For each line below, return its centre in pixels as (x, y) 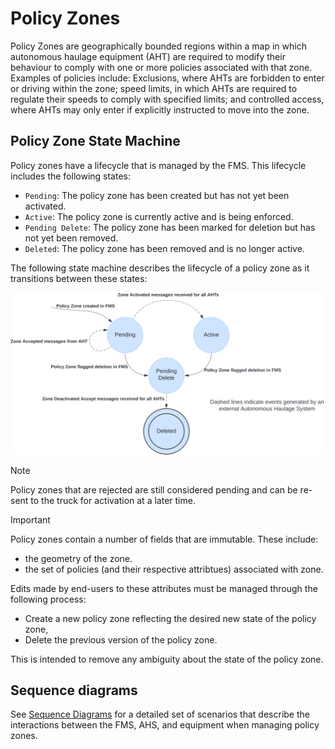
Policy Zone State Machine (95, 141)
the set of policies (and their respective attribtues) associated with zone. (174, 569)
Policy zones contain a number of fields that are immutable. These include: (164, 539)
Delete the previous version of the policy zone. (121, 639)
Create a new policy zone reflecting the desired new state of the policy (170, 618)
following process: (48, 599)
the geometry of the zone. (78, 558)
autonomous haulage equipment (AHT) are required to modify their (148, 56)
